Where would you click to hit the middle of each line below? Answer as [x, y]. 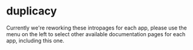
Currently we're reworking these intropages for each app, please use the [96, 28]
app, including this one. [35, 40]
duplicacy [32, 11]
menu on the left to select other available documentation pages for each [96, 34]
